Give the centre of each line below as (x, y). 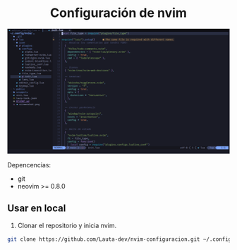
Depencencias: (29, 165)
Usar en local (37, 209)
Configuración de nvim (119, 13)
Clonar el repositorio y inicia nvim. (67, 225)
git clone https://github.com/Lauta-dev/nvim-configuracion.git (104, 239)
